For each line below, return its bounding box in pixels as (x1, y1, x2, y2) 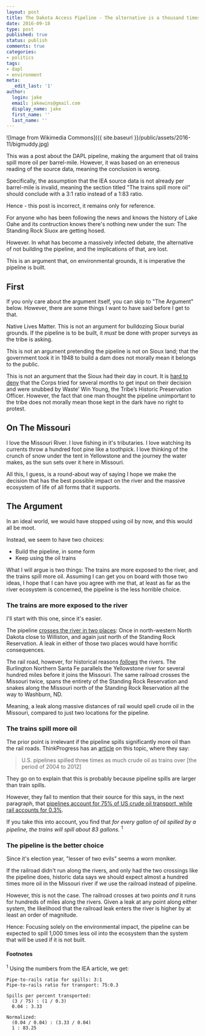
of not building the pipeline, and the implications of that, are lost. (6, 246, 169, 253)
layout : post (6, 9, 40, 15)
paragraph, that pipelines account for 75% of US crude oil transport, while (6, 800, 193, 807)
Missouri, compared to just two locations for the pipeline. (6, 709, 149, 716)
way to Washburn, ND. (6, 690, 63, 698)
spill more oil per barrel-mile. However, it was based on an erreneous (6, 159, 180, 166)
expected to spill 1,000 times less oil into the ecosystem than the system (6, 929, 188, 937)
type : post (6, 26, 34, 32)
